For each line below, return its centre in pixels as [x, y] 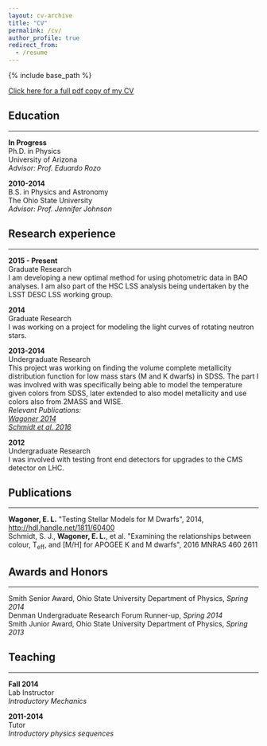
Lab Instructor [31, 692]
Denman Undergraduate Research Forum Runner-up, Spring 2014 [116, 615]
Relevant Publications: [45, 410]
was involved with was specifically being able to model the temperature [125, 384]
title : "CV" [28, 23]
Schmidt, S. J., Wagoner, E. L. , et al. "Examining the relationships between [130, 536]
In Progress [28, 142]
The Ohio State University [50, 200]
